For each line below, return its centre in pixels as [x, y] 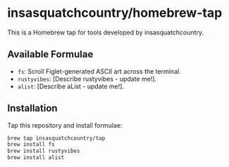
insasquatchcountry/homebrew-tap [115, 13]
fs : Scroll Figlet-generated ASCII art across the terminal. [99, 71]
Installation [32, 108]
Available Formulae [50, 54]
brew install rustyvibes [44, 151]
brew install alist [36, 158]
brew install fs [31, 145]
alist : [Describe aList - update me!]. [71, 86]
